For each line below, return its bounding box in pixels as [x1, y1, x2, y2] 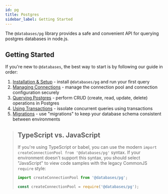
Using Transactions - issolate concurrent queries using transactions [12, 106, 153, 112]
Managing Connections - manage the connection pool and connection [12, 84, 158, 90]
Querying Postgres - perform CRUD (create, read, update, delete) [12, 95, 148, 101]
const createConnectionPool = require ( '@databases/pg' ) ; [17, 184, 139, 189]
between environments [12, 116, 60, 122]
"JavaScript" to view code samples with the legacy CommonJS [17, 160, 148, 166]
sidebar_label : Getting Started [5, 17, 73, 22]
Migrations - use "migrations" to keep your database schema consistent [12, 111, 161, 117]
